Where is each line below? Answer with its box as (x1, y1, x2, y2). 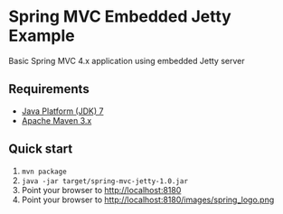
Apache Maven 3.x (21, 115, 92, 126)
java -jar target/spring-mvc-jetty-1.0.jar (21, 176, 189, 186)
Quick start (8, 142, 73, 157)
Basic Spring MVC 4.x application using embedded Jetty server (8, 55, 245, 66)
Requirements (8, 81, 90, 97)
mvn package (21, 167, 67, 176)
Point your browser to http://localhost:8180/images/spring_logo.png (21, 194, 275, 205)
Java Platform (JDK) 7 (21, 106, 104, 116)
